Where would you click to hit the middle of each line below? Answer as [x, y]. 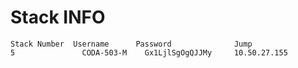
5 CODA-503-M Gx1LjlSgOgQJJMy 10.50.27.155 [149, 52]
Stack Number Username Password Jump [131, 44]
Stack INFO [58, 17]
